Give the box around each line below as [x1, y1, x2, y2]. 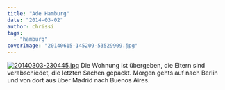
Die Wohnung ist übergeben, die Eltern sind [81, 62, 206, 69]
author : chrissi [7, 23, 54, 30]
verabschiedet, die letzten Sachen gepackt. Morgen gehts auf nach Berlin [7, 69, 219, 77]
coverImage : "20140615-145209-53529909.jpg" [7, 42, 138, 49]
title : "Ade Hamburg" [7, 10, 70, 17]
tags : [7, 29, 23, 37]
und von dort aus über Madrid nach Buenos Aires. [7, 76, 150, 84]
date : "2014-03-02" [7, 17, 64, 24]
